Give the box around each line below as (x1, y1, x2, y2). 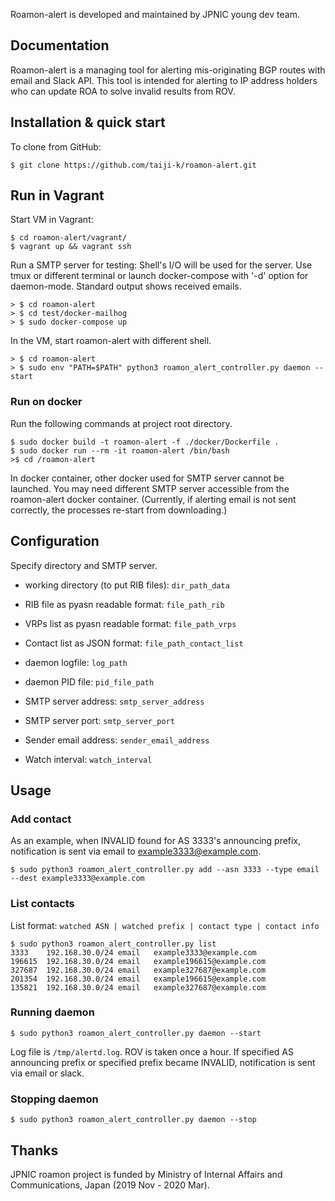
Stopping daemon (10, 1092, 99, 1106)
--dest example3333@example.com (10, 874, 145, 884)
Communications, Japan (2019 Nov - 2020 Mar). (10, 1179, 210, 1191)
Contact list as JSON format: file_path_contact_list (24, 637, 244, 649)
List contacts (10, 897, 75, 911)
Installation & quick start (10, 114, 166, 131)
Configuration (10, 533, 100, 550)
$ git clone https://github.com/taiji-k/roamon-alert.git (10, 160, 257, 170)
